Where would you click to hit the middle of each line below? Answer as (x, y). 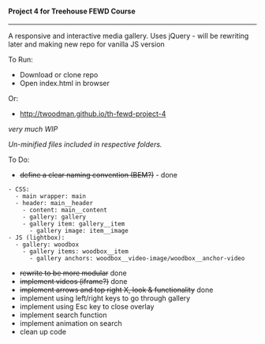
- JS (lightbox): (37, 238)
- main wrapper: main (51, 196)
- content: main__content (65, 210)
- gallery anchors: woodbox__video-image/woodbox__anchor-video (137, 259)
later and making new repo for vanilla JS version (87, 44)
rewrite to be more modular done (73, 273)
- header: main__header (54, 204)
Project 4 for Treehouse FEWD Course (72, 11)
